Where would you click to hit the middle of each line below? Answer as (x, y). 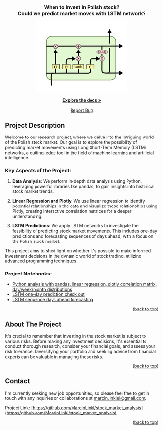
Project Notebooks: (28, 274)
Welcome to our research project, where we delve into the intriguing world (80, 137)
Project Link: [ (19, 408)
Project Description (35, 125)
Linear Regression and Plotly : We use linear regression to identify (78, 201)
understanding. (27, 216)
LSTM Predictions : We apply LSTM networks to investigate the (75, 225)
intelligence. (17, 158)
